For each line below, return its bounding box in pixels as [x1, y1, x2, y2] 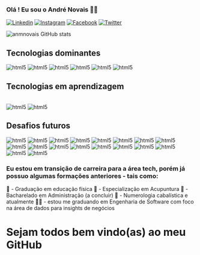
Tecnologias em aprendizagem [6, 81, 124, 92]
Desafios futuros [6, 121, 71, 131]
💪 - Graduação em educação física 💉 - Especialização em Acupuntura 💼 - [6, 186, 189, 193]
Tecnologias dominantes [6, 48, 101, 58]
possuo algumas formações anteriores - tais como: [6, 172, 159, 180]
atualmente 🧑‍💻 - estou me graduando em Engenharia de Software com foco [6, 198, 194, 205]
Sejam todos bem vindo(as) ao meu [6, 226, 186, 239]
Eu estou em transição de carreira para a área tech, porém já [6, 164, 186, 172]
